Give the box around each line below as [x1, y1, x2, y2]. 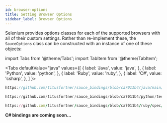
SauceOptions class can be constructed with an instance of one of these [5, 41, 152, 47]
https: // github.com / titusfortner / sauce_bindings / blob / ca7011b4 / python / [5, 94, 157, 99]
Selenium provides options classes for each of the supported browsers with [5, 30, 161, 36]
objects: [5, 46, 22, 52]
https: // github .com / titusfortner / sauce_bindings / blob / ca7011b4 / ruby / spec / [5, 103, 164, 108]
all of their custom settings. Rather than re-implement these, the [5, 35, 136, 41]
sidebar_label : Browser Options [5, 16, 72, 21]
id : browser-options [5, 7, 48, 12]
